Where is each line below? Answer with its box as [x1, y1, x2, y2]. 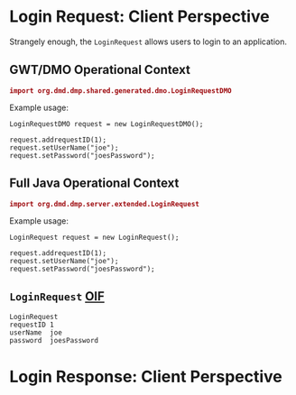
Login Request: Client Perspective [9, 6, 270, 27]
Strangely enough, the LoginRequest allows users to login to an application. [9, 36, 287, 47]
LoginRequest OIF [9, 289, 106, 304]
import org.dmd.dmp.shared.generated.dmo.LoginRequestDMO [9, 86, 232, 96]
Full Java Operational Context [9, 176, 180, 191]
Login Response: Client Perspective [9, 366, 282, 387]
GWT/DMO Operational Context [9, 62, 191, 78]
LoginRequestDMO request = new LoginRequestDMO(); [9, 119, 204, 128]
